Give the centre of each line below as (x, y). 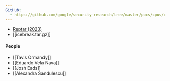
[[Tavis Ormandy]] (32, 57)
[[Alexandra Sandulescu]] (39, 73)
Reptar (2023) (27, 29)
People (13, 46)
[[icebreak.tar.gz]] (31, 34)
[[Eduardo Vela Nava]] (36, 63)
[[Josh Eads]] (27, 68)
